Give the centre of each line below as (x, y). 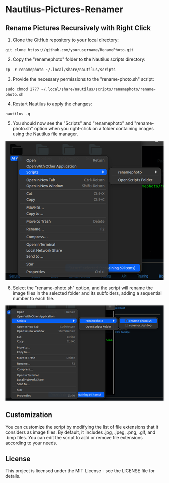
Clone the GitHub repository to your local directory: (66, 40)
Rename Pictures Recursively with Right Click (78, 28)
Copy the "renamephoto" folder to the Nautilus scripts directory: (79, 59)
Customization (29, 415)
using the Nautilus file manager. (45, 134)
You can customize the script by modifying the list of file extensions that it (82, 427)
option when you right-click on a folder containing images (94, 129)
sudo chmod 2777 (22, 89)
